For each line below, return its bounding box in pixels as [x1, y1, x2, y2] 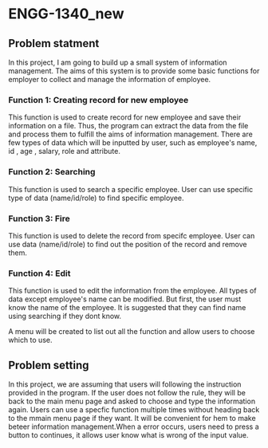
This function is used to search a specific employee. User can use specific [8, 184, 254, 194]
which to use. [8, 336, 53, 345]
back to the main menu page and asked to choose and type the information [8, 396, 256, 406]
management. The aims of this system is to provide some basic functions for [8, 66, 260, 76]
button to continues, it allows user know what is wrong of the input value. [8, 430, 249, 439]
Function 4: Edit [8, 268, 71, 279]
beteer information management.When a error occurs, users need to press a [8, 422, 259, 431]
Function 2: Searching [8, 167, 96, 178]
